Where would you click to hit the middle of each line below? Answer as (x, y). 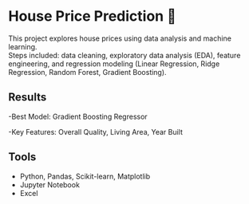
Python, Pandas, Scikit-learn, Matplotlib (85, 176)
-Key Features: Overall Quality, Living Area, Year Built (96, 131)
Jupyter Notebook (49, 184)
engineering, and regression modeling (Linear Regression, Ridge (114, 64)
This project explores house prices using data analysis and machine (120, 38)
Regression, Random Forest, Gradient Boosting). (87, 72)
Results (28, 98)
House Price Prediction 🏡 (93, 16)
